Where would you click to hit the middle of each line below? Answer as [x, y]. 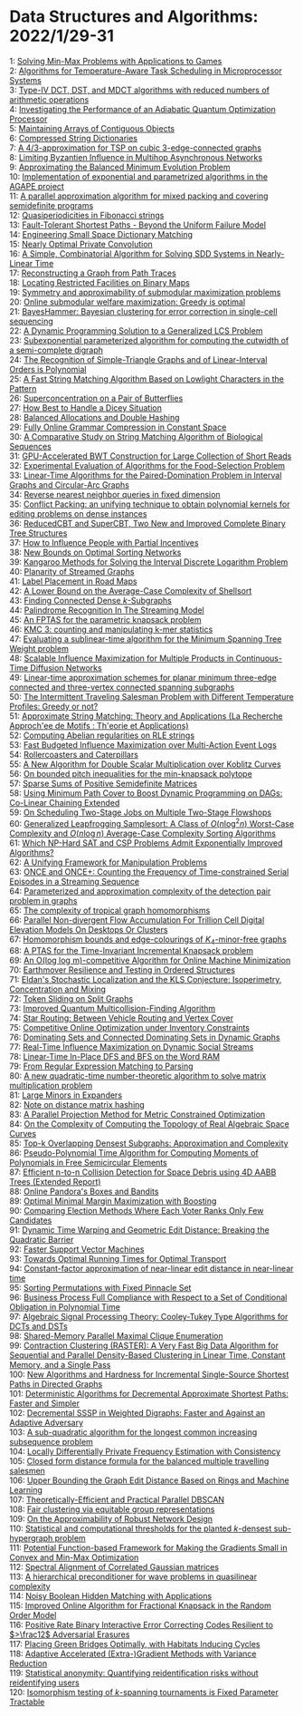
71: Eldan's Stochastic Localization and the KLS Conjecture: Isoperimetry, [146, 980]
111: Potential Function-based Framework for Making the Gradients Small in [148, 1548]
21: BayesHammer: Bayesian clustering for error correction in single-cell [143, 311]
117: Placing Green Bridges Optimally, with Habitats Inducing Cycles [135, 1644]
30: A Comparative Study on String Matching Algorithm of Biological [137, 436]
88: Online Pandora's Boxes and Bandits [84, 1192]
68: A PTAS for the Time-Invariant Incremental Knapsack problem [131, 951]
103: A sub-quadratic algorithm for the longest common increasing [133, 1432]
